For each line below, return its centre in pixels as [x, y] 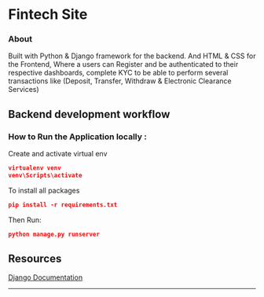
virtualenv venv [35, 168]
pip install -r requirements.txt [63, 205]
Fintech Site [48, 15]
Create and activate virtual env [58, 154]
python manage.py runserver [54, 234]
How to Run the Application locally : [77, 137]
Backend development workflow [89, 114]
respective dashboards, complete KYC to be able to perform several [118, 73]
